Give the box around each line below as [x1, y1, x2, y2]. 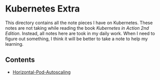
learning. [5, 41, 24, 47]
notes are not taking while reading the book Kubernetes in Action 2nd [5, 25, 149, 31]
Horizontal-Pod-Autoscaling [12, 69, 71, 75]
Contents [5, 56, 35, 64]
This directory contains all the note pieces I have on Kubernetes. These [5, 20, 153, 26]
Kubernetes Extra [5, 3, 80, 15]
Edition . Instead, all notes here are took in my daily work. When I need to [5, 30, 155, 36]
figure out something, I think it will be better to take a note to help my [5, 36, 148, 42]
